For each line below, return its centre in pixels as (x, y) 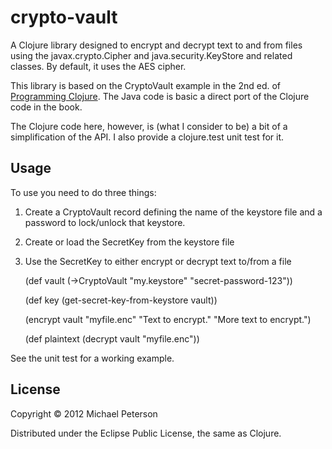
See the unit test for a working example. (92, 358)
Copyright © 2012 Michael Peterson (84, 413)
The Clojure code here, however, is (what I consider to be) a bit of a (149, 126)
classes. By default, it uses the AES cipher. (98, 66)
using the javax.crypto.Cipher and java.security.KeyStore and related (151, 55)
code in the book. (46, 107)
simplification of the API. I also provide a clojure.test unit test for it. (147, 137)
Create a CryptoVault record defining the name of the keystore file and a (173, 212)
